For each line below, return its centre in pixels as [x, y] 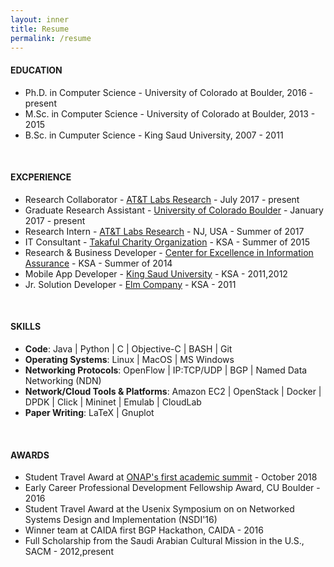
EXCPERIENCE [41, 177]
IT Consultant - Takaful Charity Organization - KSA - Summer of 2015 [167, 242]
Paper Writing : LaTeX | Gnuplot [89, 412]
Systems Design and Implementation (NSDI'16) [121, 520]
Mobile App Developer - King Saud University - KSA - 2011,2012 [156, 273]
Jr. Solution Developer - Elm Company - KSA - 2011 [130, 284]
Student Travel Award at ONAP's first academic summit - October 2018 [171, 477]
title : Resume [40, 29]
